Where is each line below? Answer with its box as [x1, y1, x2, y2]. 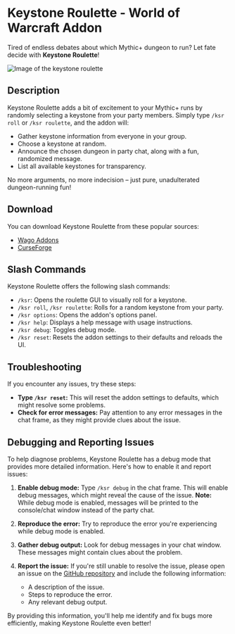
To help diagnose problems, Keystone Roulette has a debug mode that [7, 455, 211, 463]
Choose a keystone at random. [17, 139, 107, 148]
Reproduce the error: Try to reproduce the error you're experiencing [17, 519, 217, 528]
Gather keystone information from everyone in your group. [17, 132, 187, 140]
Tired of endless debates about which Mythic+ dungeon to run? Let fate [7, 43, 216, 51]
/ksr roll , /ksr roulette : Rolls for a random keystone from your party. [17, 303, 224, 312]
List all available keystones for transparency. [17, 162, 146, 170]
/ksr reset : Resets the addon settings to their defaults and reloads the [17, 333, 223, 342]
